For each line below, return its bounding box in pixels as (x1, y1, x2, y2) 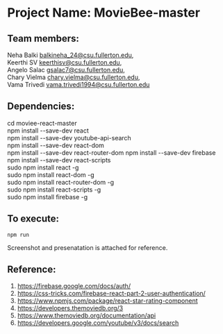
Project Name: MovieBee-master (7, 5, 200, 21)
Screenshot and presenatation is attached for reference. (7, 243, 168, 251)
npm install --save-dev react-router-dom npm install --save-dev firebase (7, 148, 216, 157)
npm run (7, 231, 30, 238)
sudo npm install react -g (7, 163, 79, 172)
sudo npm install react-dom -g (7, 170, 95, 178)
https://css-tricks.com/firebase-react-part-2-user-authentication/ (17, 290, 206, 298)
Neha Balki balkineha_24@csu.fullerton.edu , (7, 51, 134, 59)
